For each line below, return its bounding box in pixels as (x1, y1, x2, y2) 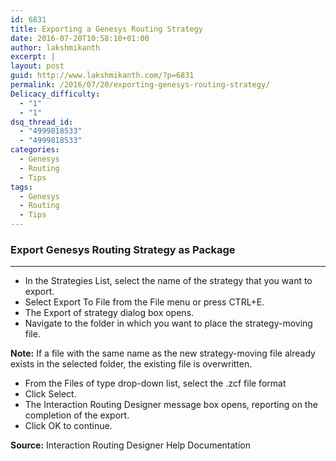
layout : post (10, 61, 65, 71)
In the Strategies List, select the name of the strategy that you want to (24, 275, 313, 287)
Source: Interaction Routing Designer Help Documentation (10, 439, 251, 451)
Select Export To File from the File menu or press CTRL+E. (24, 296, 265, 308)
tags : (10, 182, 33, 192)
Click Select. (24, 388, 77, 400)
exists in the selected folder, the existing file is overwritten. (10, 358, 253, 370)
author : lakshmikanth (10, 42, 101, 53)
